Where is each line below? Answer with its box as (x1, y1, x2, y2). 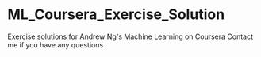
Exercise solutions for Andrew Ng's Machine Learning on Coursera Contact (7, 32, 254, 41)
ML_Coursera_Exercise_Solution (7, 6, 225, 24)
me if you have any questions (7, 40, 104, 49)
